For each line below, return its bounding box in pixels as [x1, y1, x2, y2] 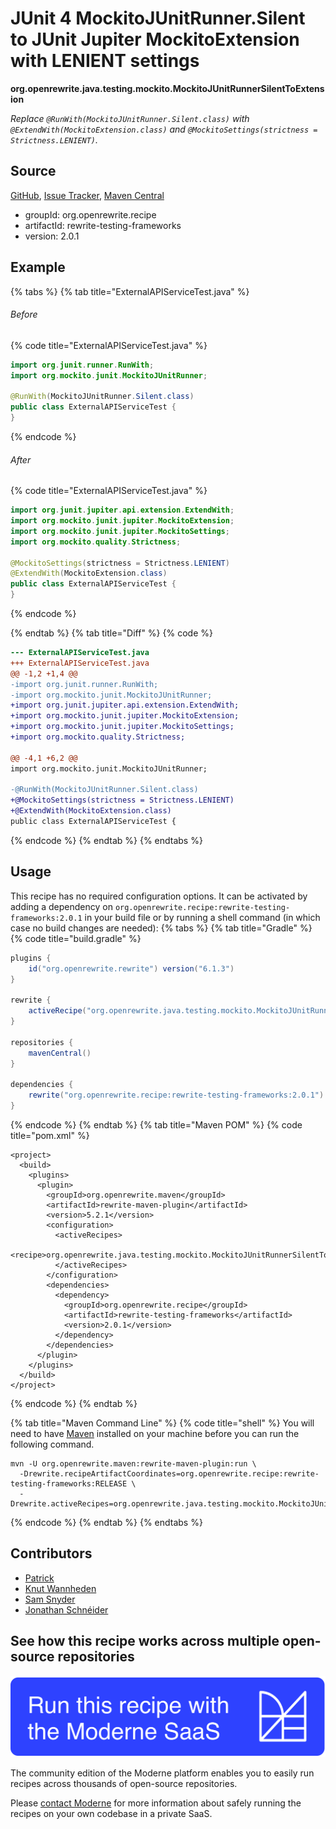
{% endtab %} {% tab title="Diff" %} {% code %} [10, 627, 213, 639]
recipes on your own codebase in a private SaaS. [10, 1807, 213, 1819]
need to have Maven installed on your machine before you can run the [10, 1427, 300, 1439]
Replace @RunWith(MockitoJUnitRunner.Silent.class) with [10, 112, 250, 124]
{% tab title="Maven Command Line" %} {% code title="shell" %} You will [10, 1417, 315, 1429]
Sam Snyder [24, 1593, 76, 1605]
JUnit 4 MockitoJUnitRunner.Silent [10, 7, 306, 30]
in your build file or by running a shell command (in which [84, 911, 321, 923]
